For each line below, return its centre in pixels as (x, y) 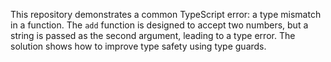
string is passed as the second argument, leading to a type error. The (153, 35)
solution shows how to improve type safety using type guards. (138, 46)
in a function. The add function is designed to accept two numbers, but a (159, 25)
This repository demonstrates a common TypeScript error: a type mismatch (166, 14)
